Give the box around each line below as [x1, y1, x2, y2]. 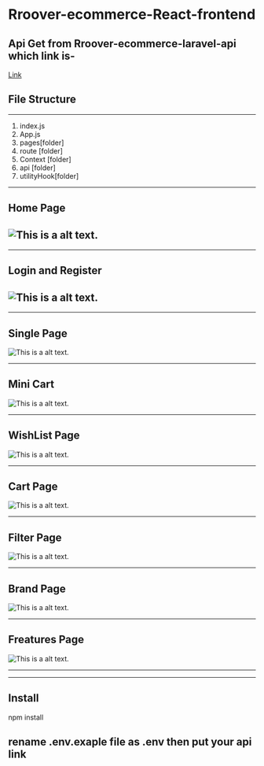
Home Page [8, 202, 66, 215]
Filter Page [8, 531, 62, 544]
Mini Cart [8, 378, 55, 391]
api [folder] [19, 163, 57, 172]
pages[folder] [19, 138, 64, 147]
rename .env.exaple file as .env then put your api [8, 735, 252, 749]
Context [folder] [19, 154, 72, 164]
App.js [19, 129, 41, 139]
